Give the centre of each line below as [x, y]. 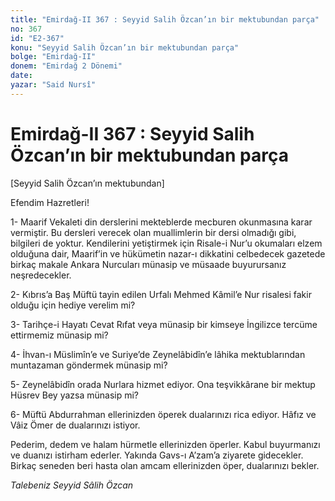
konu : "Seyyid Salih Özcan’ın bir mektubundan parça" [125, 47]
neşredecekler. [41, 275]
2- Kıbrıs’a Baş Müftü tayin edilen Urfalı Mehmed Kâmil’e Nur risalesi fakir [161, 294]
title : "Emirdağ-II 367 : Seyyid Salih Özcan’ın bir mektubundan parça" [165, 19]
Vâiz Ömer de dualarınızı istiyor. [75, 425]
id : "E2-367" [37, 38]
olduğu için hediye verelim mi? [73, 305]
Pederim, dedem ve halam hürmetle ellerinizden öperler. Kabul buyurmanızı [165, 444]
